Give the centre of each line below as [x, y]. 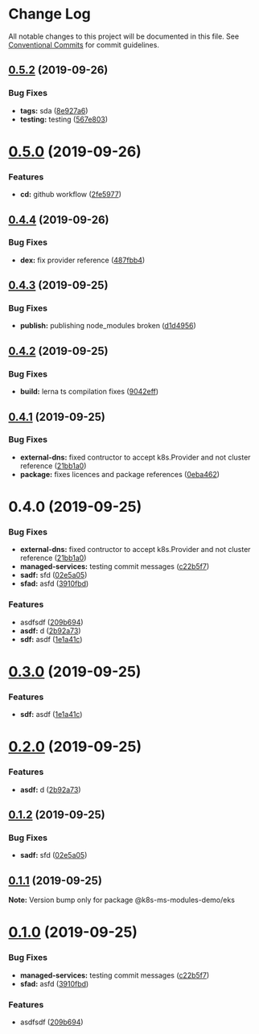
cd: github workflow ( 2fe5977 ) [71, 195]
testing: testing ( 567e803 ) [64, 119]
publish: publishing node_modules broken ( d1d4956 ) [108, 326]
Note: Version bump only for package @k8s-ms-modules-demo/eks [122, 900]
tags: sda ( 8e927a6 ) [54, 110]
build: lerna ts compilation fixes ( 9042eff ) [89, 392]
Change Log [49, 14]
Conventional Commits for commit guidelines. [84, 44]
